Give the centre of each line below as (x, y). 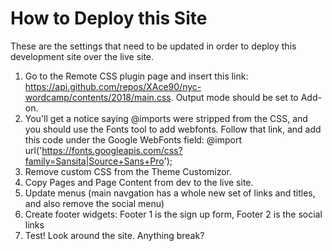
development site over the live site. (82, 56)
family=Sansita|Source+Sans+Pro (94, 161)
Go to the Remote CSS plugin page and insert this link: (136, 76)
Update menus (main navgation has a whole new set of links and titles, (170, 193)
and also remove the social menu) (94, 203)
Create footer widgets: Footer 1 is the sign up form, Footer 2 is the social (173, 214)
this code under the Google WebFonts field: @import (133, 139)
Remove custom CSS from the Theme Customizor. (128, 171)
